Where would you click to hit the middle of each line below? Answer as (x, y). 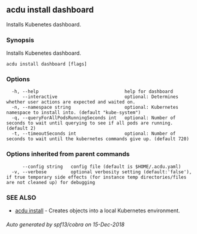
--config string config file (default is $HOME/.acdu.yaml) (102, 167)
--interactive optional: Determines (100, 97)
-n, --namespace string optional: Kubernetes (95, 108)
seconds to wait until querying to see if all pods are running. (89, 123)
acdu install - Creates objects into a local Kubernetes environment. (97, 211)
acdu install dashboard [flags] (47, 64)
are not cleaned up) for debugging (51, 182)
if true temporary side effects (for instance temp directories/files (96, 177)
